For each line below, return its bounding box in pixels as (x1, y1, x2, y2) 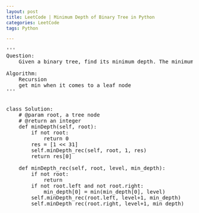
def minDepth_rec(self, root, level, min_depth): (18, 165, 166, 172)
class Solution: (6, 106, 53, 112)
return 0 (43, 135, 69, 142)
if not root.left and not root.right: (31, 183, 144, 189)
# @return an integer (18, 118, 82, 124)
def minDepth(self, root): (18, 124, 97, 130)
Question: (6, 53, 34, 59)
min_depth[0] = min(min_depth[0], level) (43, 189, 166, 195)
